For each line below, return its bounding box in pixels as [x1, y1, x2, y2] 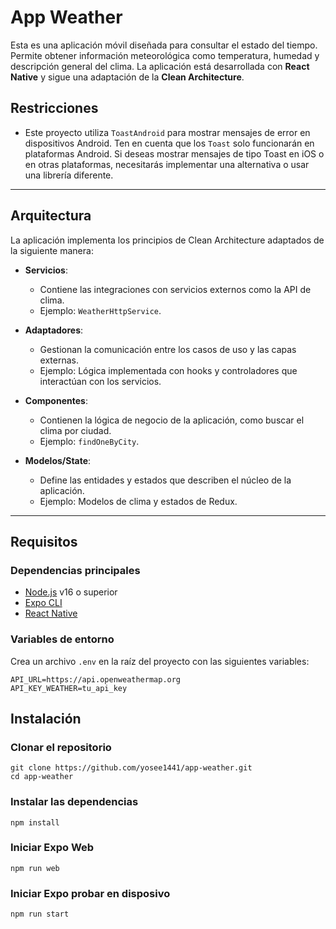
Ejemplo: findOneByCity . [39, 435, 140, 447]
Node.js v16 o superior [24, 586, 118, 598]
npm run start [10, 909, 70, 920]
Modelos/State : [24, 454, 92, 466]
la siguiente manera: [10, 244, 94, 256]
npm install [10, 817, 60, 828]
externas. [39, 354, 80, 366]
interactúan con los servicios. [39, 375, 162, 387]
